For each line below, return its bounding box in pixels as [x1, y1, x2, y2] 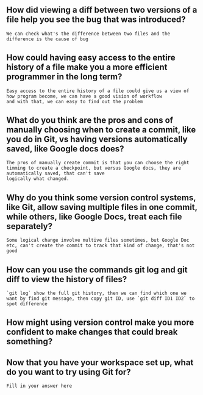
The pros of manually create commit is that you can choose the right [6, 160, 190, 166]
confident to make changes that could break [6, 327, 178, 338]
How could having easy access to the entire [6, 53, 176, 63]
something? [6, 336, 53, 347]
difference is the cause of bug [6, 36, 88, 42]
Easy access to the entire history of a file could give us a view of [6, 88, 190, 94]
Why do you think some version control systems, [6, 192, 196, 203]
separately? [6, 221, 53, 231]
